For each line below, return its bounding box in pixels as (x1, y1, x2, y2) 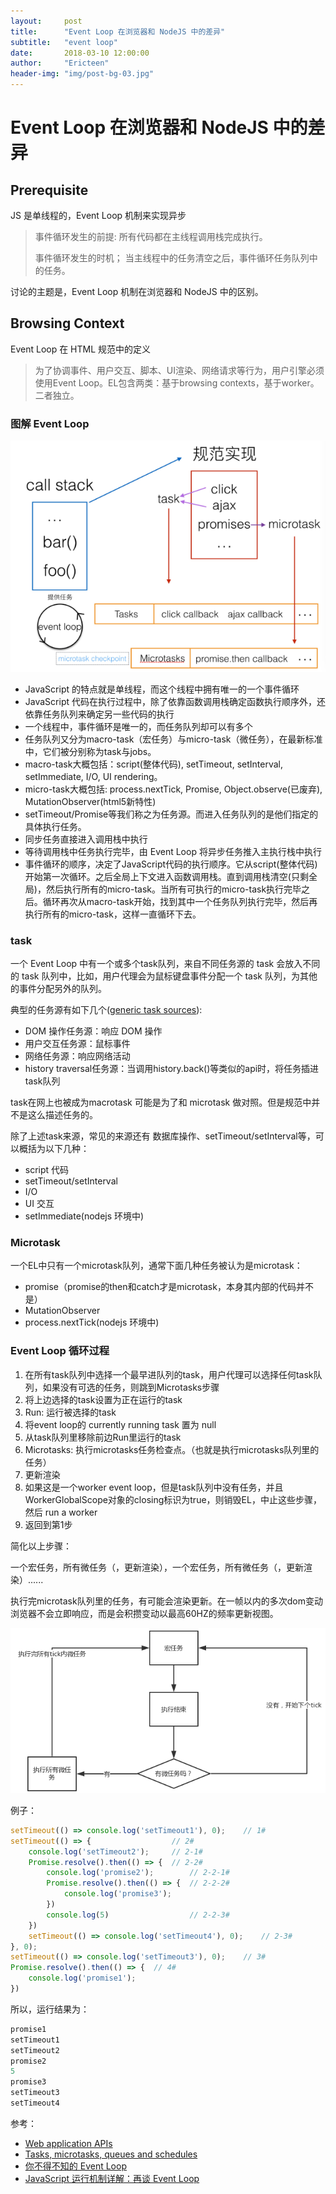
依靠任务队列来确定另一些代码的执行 (24, 708, 175, 720)
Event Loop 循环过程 (10, 1344, 110, 1358)
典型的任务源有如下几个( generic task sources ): (10, 1004, 203, 1015)
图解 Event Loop (10, 416, 90, 430)
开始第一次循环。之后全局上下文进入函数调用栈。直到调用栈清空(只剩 (24, 870, 309, 882)
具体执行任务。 (24, 820, 87, 832)
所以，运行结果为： (10, 2003, 90, 2015)
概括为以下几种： (18, 1143, 90, 1154)
